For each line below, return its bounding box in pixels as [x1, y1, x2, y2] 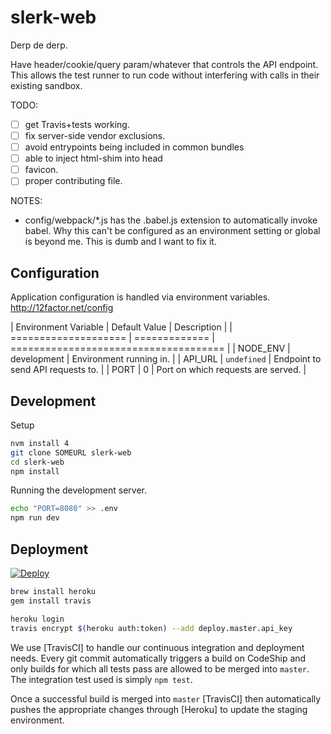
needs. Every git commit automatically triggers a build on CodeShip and [10, 652, 307, 664]
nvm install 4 [10, 438, 70, 448]
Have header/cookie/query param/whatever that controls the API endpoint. [10, 58, 319, 70]
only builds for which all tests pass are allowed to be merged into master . [10, 662, 310, 675]
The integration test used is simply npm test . [10, 673, 193, 685]
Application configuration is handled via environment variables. [10, 291, 271, 303]
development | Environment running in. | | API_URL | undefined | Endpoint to [10, 353, 322, 365]
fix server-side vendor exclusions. [24, 130, 166, 141]
